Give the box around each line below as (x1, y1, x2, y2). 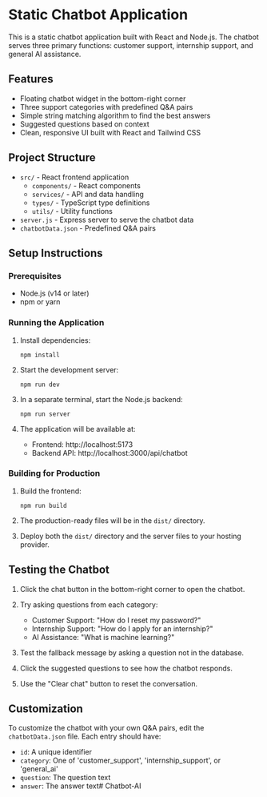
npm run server (19, 410, 71, 418)
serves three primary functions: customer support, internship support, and (8, 40, 253, 50)
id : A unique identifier (19, 747, 92, 757)
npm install (19, 351, 60, 359)
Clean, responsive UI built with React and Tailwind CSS (19, 127, 201, 137)
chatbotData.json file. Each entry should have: (8, 731, 161, 742)
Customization (8, 702, 84, 716)
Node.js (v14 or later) (19, 288, 90, 298)
